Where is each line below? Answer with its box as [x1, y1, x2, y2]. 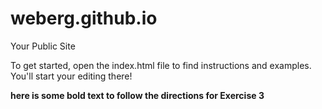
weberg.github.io [10, 7, 158, 30]
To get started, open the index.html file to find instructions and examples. [10, 59, 312, 71]
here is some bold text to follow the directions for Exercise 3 [10, 89, 265, 101]
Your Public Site [10, 40, 76, 52]
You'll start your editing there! [10, 70, 133, 82]
